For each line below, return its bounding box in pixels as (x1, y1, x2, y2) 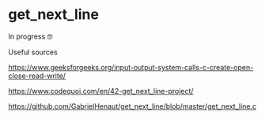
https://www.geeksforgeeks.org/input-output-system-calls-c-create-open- (8, 62, 254, 72)
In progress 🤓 (8, 32, 53, 41)
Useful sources (8, 47, 58, 57)
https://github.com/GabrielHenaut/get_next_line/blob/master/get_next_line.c (8, 101, 257, 111)
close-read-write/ (8, 71, 66, 80)
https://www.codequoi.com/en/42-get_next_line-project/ (8, 86, 194, 95)
